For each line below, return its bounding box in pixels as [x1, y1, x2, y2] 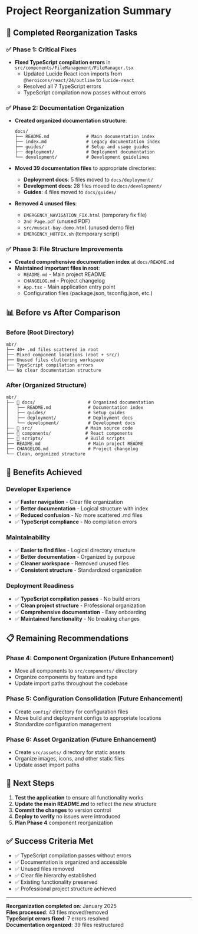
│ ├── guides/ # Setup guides [6, 410, 126, 416]
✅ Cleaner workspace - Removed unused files [14, 560, 129, 567]
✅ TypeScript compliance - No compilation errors [14, 518, 137, 526]
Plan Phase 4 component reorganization [14, 819, 113, 826]
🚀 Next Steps [6, 778, 55, 788]
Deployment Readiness [6, 582, 74, 590]
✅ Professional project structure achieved [14, 885, 117, 892]
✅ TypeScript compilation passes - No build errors [14, 595, 140, 602]
